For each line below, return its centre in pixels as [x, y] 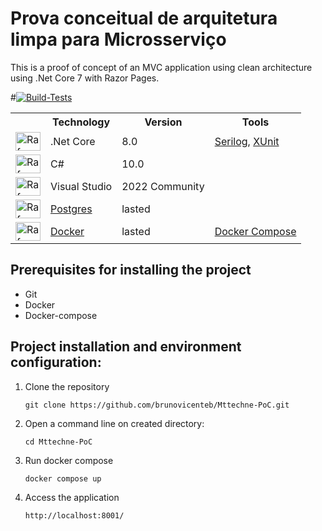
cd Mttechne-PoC [58, 442]
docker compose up [63, 478]
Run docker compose [69, 460]
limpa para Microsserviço [118, 39]
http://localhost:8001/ [74, 515]
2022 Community [163, 186]
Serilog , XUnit [247, 141]
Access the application [72, 497]
